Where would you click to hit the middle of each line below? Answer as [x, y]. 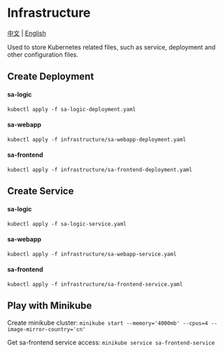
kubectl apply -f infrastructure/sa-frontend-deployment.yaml [100, 169]
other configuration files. [43, 55]
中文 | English [27, 33]
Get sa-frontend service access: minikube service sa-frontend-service [111, 342]
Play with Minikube [50, 306]
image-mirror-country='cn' [47, 329]
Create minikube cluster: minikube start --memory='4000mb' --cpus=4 [108, 323]
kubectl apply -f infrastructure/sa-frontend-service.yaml [95, 284]
